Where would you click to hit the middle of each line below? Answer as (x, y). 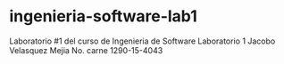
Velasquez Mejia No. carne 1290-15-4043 (86, 50)
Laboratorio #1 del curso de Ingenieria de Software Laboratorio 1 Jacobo (142, 41)
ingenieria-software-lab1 (104, 16)
